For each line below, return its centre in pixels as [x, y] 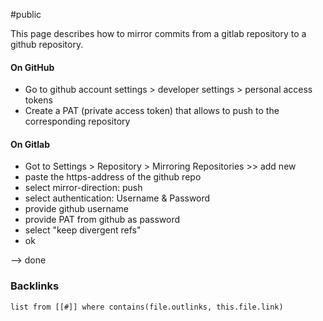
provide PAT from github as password [102, 220]
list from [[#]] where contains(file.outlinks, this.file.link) [147, 307]
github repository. [47, 44]
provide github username [76, 209]
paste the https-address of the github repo [113, 177]
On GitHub [32, 67]
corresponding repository [77, 121]
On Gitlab [30, 144]
